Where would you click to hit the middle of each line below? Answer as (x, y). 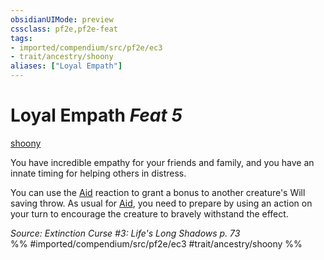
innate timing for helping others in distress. (98, 173)
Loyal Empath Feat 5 (96, 115)
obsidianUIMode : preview (62, 19)
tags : (21, 38)
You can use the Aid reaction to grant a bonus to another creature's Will (158, 192)
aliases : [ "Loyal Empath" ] (66, 66)
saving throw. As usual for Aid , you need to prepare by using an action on (161, 203)
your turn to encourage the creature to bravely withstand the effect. (149, 213)
